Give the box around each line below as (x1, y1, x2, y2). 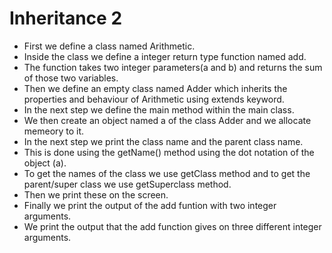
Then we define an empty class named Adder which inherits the (23, 82, 288, 94)
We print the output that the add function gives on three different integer (23, 220, 322, 232)
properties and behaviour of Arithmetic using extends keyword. (23, 93, 285, 105)
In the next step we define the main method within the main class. (23, 103, 295, 116)
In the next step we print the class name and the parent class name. (23, 135, 304, 147)
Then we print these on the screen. (23, 188, 169, 201)
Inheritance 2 (9, 7, 123, 30)
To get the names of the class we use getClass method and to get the (23, 167, 311, 179)
